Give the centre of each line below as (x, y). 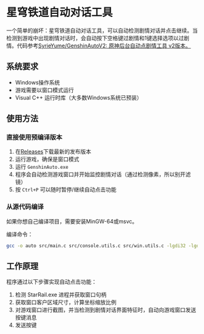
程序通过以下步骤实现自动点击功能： (52, 282)
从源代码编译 (25, 207)
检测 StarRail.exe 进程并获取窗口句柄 (61, 295)
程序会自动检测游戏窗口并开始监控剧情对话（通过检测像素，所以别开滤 (103, 174)
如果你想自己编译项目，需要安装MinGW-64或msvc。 (72, 221)
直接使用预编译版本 (34, 137)
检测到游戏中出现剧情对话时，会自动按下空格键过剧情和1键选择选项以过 (95, 38)
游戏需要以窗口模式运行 (44, 90)
